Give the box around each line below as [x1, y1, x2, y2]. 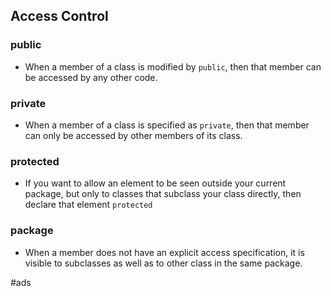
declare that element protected [24, 199, 153, 211]
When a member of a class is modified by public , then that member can [24, 60, 322, 73]
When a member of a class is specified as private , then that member [24, 119, 310, 131]
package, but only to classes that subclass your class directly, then [24, 188, 302, 200]
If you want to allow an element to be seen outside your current [24, 177, 287, 189]
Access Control [10, 8, 109, 25]
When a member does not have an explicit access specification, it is [24, 246, 305, 258]
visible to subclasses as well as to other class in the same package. [24, 257, 303, 269]
